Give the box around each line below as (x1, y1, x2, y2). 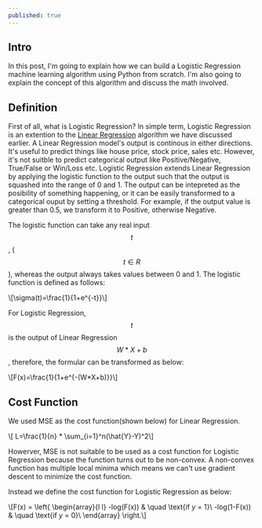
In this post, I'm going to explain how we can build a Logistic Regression (8, 61, 241, 71)
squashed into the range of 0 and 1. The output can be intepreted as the (8, 180, 241, 189)
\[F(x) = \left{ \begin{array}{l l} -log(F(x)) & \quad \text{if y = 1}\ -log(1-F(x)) (8, 502, 252, 511)
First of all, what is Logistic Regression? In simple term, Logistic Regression (8, 122, 251, 131)
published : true (8, 11, 61, 20)
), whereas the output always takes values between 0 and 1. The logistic (8, 269, 241, 279)
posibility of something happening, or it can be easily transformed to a (8, 189, 235, 198)
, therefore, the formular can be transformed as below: (8, 357, 184, 367)
